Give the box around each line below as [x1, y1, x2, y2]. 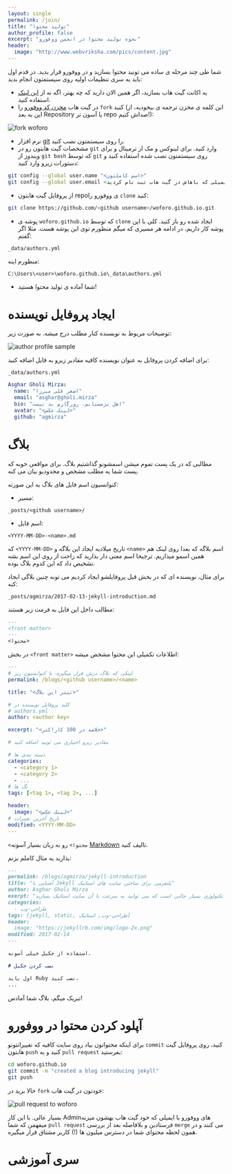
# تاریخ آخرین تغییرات [8, 815, 60, 822]
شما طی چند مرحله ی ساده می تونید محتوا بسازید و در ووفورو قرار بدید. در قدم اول [8, 67, 222, 76]
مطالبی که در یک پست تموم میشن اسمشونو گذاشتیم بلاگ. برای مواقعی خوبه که [8, 459, 212, 467]
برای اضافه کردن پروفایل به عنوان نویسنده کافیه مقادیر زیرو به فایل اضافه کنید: [8, 356, 209, 364]
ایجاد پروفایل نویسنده [8, 306, 116, 322]
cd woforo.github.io [8, 1061, 67, 1069]
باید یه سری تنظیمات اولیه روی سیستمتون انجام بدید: [8, 74, 143, 83]
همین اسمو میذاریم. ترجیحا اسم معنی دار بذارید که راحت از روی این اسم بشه [8, 551, 204, 560]
